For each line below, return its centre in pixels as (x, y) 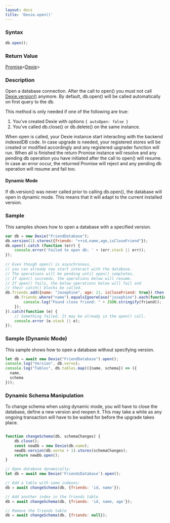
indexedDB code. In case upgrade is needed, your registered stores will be (83, 142)
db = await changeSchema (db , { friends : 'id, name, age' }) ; (69, 501)
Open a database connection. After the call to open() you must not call (78, 91)
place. (12, 423)
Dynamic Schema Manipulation (45, 395)
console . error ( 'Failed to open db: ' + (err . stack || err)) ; (80, 250)
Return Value (22, 56)
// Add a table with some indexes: (43, 483)
